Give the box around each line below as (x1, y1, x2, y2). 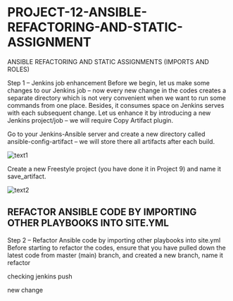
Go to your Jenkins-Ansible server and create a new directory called (7, 130, 206, 138)
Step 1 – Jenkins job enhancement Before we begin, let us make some (7, 78, 210, 87)
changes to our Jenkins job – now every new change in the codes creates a (7, 86, 227, 94)
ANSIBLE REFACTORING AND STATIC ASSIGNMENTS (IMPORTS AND (7, 57, 210, 66)
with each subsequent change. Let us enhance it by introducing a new (7, 109, 211, 117)
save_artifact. (7, 172, 46, 180)
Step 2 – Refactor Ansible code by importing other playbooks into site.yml (7, 235, 221, 244)
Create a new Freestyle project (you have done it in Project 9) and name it (7, 164, 222, 173)
